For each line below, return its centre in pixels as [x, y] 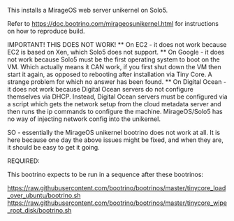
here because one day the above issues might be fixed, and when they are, [115, 140]
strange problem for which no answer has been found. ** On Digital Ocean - [117, 82]
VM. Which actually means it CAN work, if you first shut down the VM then [114, 67]
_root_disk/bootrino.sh [39, 210]
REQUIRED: [23, 161]
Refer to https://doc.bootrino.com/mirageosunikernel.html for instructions [113, 23]
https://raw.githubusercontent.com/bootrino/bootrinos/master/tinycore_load [117, 188]
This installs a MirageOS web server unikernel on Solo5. [88, 10]
